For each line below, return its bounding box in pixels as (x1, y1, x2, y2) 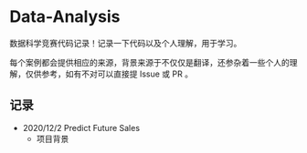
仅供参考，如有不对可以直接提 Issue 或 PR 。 (25, 68, 194, 79)
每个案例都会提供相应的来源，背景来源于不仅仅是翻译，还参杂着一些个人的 (9, 56, 290, 67)
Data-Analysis (9, 6, 121, 27)
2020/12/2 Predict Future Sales (22, 122, 140, 133)
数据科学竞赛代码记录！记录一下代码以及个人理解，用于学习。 (9, 37, 242, 48)
